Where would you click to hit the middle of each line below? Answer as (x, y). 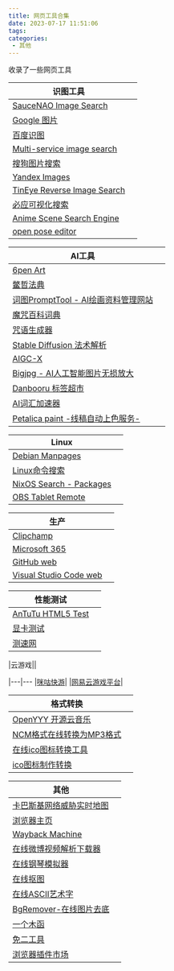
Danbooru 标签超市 (48, 389)
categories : (28, 38)
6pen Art (29, 271)
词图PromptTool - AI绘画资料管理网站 (83, 300)
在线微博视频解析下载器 (57, 849)
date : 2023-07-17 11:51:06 (53, 23)
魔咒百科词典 (37, 315)
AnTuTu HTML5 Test (51, 614)
